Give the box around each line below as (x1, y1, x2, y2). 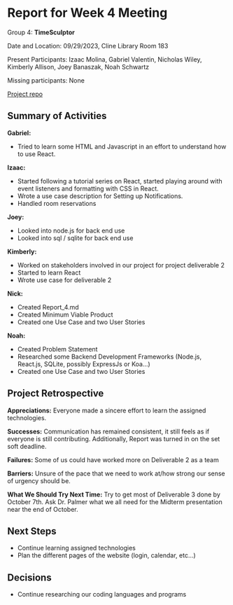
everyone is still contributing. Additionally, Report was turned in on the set (7, 434, 220, 443)
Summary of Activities (7, 110, 107, 122)
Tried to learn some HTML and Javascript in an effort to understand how (17, 142, 227, 151)
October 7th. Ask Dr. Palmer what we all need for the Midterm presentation (7, 497, 223, 506)
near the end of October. (7, 505, 78, 513)
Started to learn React (17, 268, 81, 277)
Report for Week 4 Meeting (7, 5, 168, 21)
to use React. (17, 149, 56, 158)
